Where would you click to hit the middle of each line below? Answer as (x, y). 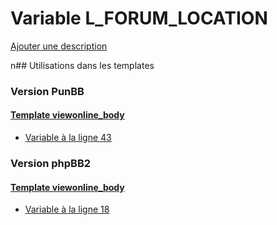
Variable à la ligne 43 (68, 138)
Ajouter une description (59, 46)
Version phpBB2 (51, 163)
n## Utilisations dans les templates (82, 65)
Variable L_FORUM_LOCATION (139, 18)
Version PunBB (47, 91)
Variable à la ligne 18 (67, 209)
